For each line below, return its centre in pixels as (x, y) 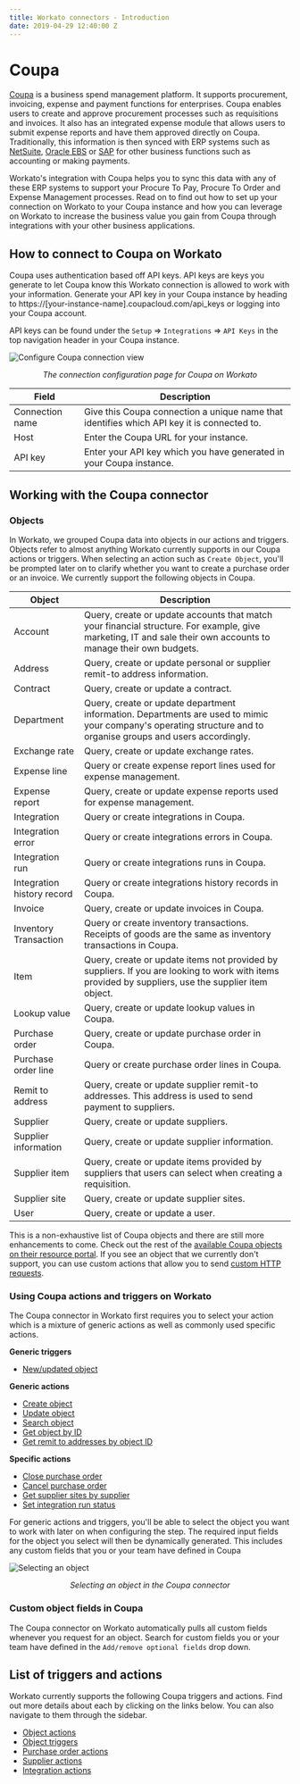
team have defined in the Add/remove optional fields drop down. (130, 1646)
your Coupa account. (48, 313)
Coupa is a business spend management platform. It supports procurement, (149, 95)
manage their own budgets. (142, 648)
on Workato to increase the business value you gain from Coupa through (143, 216)
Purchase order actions (65, 1752)
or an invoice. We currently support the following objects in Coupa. (133, 578)
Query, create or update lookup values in (170, 1007)
